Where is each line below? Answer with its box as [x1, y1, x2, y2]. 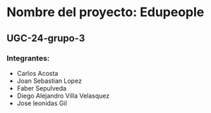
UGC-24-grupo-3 [6, 32, 85, 44]
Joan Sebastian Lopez [16, 77, 83, 85]
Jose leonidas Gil [16, 99, 68, 107]
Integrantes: [6, 53, 50, 63]
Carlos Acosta [16, 69, 59, 77]
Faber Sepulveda [16, 84, 67, 92]
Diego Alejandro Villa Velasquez [16, 91, 110, 100]
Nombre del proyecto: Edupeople [6, 4, 205, 20]
